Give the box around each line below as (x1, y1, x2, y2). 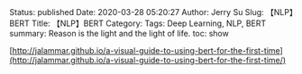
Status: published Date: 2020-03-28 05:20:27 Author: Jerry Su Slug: (9, 7, 264, 17)
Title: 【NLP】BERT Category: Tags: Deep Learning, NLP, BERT (31, 18, 267, 29)
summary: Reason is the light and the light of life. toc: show (9, 29, 230, 38)
